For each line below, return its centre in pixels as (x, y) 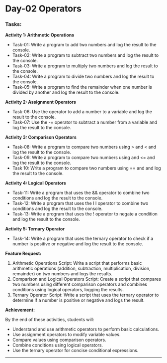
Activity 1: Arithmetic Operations (40, 35)
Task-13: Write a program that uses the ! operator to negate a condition (85, 214)
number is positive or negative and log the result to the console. (78, 244)
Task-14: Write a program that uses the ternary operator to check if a (83, 239)
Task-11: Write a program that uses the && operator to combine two (81, 193)
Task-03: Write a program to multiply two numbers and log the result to (85, 66)
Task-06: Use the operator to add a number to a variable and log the (82, 112)
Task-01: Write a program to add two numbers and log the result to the (84, 45)
